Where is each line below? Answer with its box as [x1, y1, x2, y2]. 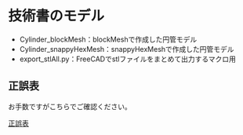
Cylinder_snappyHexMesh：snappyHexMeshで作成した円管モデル [19, 44, 234, 53]
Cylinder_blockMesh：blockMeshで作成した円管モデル [19, 35, 198, 44]
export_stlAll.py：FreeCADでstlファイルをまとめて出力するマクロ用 [19, 54, 237, 64]
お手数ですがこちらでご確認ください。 [8, 101, 132, 111]
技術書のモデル [8, 7, 105, 25]
